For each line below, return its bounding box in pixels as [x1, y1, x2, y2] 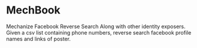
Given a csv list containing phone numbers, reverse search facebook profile [6, 29, 192, 36]
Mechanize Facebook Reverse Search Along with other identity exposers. [6, 23, 186, 30]
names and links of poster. [6, 35, 71, 42]
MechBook [6, 4, 61, 17]
